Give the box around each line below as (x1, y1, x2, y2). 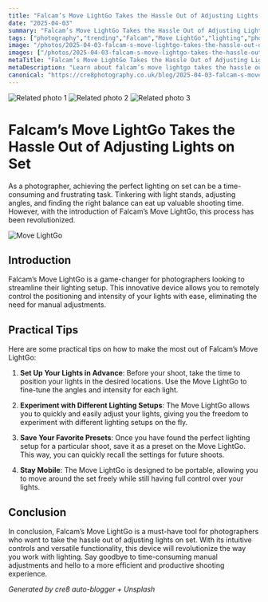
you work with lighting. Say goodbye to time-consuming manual (8, 552, 218, 561)
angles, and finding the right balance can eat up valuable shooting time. (8, 198, 244, 207)
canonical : (8, 71, 45, 79)
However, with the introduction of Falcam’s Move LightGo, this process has (8, 207, 254, 216)
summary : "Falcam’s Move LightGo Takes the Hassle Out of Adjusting (8, 26, 241, 34)
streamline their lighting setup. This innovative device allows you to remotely (8, 283, 260, 293)
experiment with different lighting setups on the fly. (19, 418, 188, 427)
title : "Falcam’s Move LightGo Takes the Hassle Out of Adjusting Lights (8, 11, 259, 20)
